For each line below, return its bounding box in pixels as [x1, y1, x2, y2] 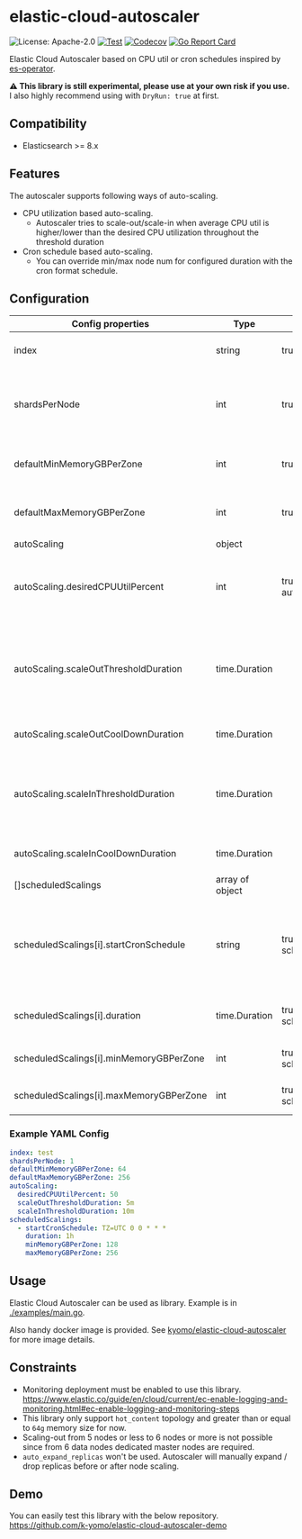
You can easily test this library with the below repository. [9, 1510, 219, 1521]
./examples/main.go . [9, 1307, 85, 1317]
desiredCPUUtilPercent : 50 [17, 1190, 119, 1200]
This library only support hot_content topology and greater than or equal [22, 1412, 291, 1424]
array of [215, 874, 250, 886]
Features [9, 167, 60, 182]
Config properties [71, 318, 150, 330]
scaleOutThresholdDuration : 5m [17, 1198, 135, 1208]
